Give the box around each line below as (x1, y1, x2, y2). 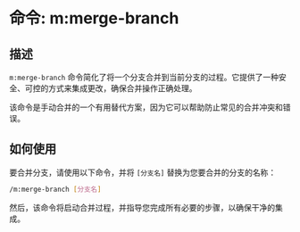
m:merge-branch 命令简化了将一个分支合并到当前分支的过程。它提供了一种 (9, 72, 279, 82)
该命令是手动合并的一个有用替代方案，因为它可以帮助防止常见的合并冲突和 (9, 102, 283, 112)
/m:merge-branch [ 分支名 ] (9, 185, 102, 194)
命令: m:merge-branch (9, 8, 179, 29)
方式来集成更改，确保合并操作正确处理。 (47, 83, 197, 94)
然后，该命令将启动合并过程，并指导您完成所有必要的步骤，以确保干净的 (9, 202, 275, 212)
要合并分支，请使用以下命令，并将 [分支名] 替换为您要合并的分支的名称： (9, 167, 277, 178)
